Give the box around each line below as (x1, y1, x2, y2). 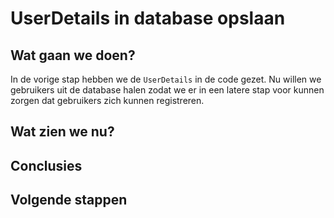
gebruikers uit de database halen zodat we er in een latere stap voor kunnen (10, 84, 325, 96)
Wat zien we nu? (10, 123, 115, 141)
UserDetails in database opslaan (10, 7, 286, 30)
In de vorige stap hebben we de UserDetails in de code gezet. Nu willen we (10, 73, 322, 85)
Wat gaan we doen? (10, 47, 136, 64)
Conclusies (10, 157, 83, 174)
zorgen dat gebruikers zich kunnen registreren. (10, 95, 205, 106)
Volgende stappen (10, 192, 128, 209)
